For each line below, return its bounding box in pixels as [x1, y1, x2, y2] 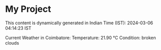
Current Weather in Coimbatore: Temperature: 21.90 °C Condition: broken [5, 35, 156, 41]
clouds [5, 40, 19, 46]
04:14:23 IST [5, 25, 31, 31]
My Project [5, 3, 51, 15]
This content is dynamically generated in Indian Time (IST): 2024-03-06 [5, 20, 154, 26]
